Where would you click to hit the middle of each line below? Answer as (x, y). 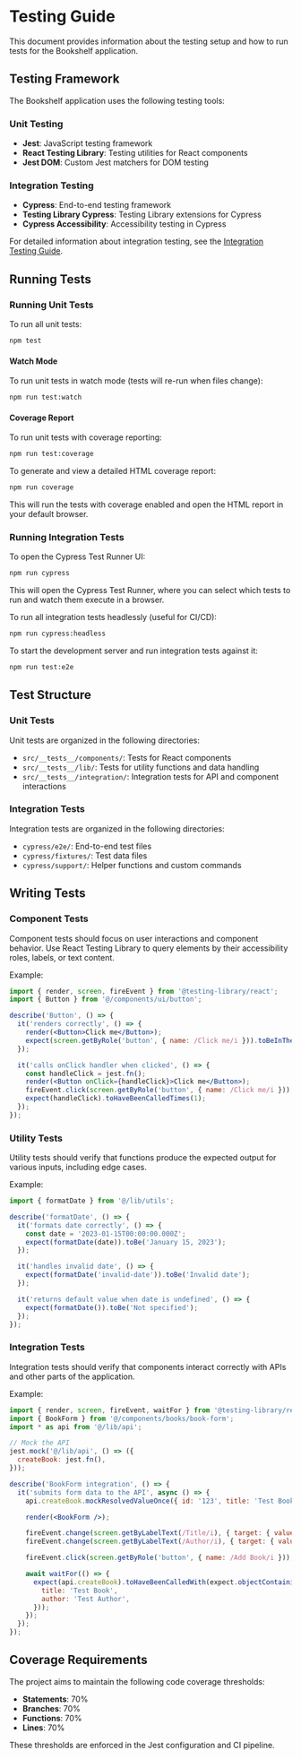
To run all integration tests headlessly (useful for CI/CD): (113, 617)
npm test (26, 341)
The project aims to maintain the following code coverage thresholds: (137, 1681)
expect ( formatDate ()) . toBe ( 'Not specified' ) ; (112, 1307)
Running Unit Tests (52, 305)
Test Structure (51, 695)
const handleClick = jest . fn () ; (86, 1074)
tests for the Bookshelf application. (74, 50)
